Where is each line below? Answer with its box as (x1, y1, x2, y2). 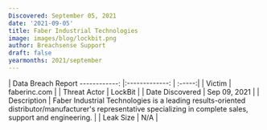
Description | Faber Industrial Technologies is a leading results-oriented (8, 95, 246, 105)
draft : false (8, 49, 52, 57)
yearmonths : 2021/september (8, 57, 103, 65)
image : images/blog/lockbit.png (8, 34, 117, 43)
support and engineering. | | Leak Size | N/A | (8, 112, 158, 122)
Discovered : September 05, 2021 (8, 11, 117, 20)
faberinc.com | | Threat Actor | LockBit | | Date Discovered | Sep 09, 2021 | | (8, 87, 260, 96)
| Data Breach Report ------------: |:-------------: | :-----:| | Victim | (8, 78, 232, 88)
